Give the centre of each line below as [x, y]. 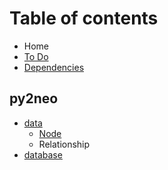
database [43, 154]
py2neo [34, 98]
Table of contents [84, 18]
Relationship [64, 144]
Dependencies [54, 67]
